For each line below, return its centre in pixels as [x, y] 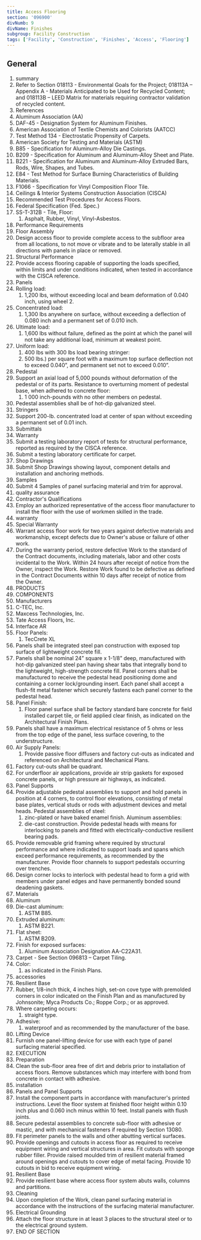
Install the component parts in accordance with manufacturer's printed [103, 1097]
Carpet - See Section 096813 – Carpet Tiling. [71, 958]
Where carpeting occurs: [46, 1009]
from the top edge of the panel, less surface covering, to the [90, 735]
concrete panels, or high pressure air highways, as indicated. [91, 779]
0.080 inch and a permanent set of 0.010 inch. [81, 320]
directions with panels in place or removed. [68, 250]
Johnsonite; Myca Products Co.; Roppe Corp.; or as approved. [92, 1002]
